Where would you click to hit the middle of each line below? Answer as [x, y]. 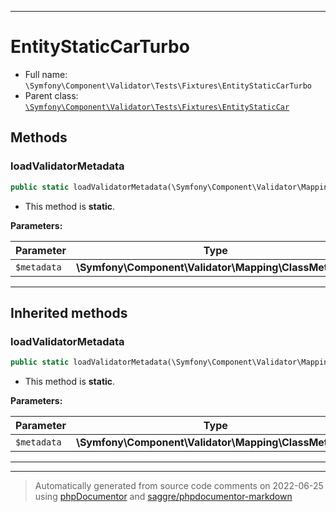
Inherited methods [69, 312]
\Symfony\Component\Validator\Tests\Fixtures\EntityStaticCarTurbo [168, 86]
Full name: [46, 74]
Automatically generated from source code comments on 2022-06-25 [179, 486]
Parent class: [51, 95]
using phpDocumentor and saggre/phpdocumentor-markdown [163, 497]
